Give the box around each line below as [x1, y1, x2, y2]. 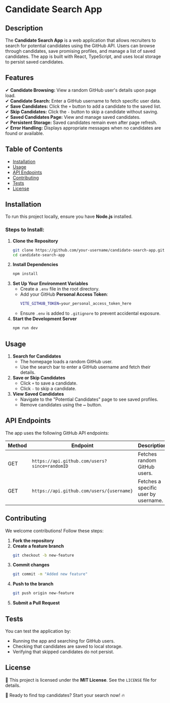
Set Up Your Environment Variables [12, 280, 89, 286]
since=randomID [32, 463, 68, 469]
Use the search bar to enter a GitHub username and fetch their [20, 364, 151, 370]
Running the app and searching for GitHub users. [12, 637, 115, 644]
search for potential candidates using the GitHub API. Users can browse [5, 43, 155, 49]
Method [8, 442, 27, 449]
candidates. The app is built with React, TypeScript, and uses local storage [5, 53, 161, 59]
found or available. [5, 130, 44, 136]
